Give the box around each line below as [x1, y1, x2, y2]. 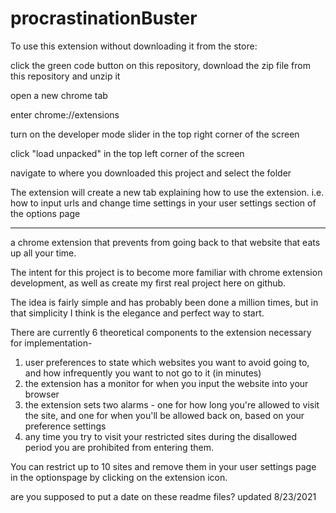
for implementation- [10, 337, 93, 349]
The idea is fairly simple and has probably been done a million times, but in [10, 296, 319, 308]
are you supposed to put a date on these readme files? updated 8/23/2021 [10, 490, 317, 502]
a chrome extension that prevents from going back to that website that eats [10, 236, 321, 248]
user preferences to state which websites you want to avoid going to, [24, 356, 310, 368]
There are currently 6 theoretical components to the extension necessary [10, 326, 312, 338]
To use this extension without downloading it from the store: [10, 40, 258, 52]
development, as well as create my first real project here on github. [10, 277, 287, 289]
